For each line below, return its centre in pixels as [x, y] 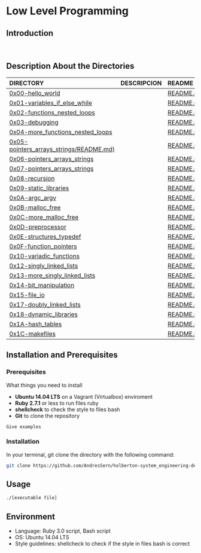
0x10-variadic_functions [44, 256]
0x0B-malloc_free [35, 207]
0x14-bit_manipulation [42, 285]
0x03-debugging [34, 122]
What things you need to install [44, 385]
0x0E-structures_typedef [45, 236]
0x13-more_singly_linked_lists [52, 275]
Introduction [30, 33]
